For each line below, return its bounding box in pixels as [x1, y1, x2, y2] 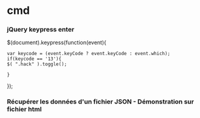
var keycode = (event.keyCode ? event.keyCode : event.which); [7, 51, 171, 57]
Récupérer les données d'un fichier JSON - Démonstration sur [7, 97, 194, 106]
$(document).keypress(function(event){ [7, 39, 107, 46]
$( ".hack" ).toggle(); [7, 61, 67, 67]
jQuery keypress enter [7, 25, 75, 34]
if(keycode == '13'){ [7, 56, 62, 62]
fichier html [7, 105, 42, 114]
